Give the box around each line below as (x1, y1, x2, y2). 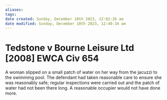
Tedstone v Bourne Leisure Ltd (5, 43, 135, 53)
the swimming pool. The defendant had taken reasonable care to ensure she (5, 75, 162, 81)
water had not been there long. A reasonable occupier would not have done (5, 85, 161, 91)
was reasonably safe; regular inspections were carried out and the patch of (5, 80, 160, 86)
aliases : (5, 7, 23, 12)
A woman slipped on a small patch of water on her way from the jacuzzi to (5, 69, 158, 75)
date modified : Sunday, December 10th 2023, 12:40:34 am (5, 21, 126, 26)
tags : (5, 12, 16, 17)
